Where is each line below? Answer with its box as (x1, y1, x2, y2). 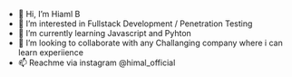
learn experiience (17, 47, 84, 58)
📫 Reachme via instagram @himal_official (17, 57, 176, 68)
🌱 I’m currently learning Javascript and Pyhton (17, 28, 192, 38)
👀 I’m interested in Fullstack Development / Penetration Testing (17, 18, 253, 29)
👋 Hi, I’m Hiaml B (17, 9, 81, 19)
